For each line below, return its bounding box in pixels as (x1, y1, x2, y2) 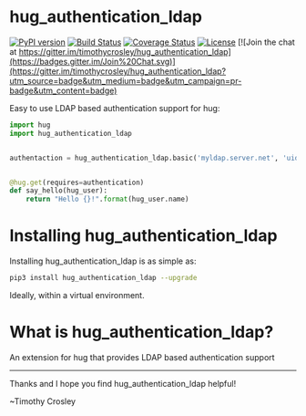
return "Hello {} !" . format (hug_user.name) (25, 194, 189, 204)
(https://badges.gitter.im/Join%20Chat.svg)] (9, 56, 176, 67)
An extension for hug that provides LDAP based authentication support (9, 351, 275, 362)
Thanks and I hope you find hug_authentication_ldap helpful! (9, 378, 237, 389)
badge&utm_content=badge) (9, 85, 117, 96)
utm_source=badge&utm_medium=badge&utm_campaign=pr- (9, 75, 242, 86)
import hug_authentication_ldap (9, 129, 132, 138)
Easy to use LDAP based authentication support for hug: (9, 102, 220, 113)
